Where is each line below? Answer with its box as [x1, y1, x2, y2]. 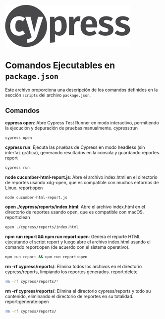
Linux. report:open [5, 185, 43, 191]
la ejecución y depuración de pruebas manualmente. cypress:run [5, 125, 138, 131]
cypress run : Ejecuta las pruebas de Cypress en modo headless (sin [5, 144, 145, 150]
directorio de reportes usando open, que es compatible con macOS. [5, 209, 144, 215]
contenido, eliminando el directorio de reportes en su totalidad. [5, 294, 134, 299]
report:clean [5, 214, 31, 220]
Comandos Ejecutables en [5, 60, 115, 71]
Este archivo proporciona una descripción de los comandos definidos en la [5, 87, 158, 93]
